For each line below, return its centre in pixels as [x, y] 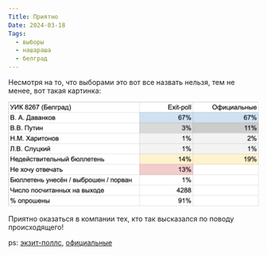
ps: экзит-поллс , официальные [60, 242]
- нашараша [33, 50]
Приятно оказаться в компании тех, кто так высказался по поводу [121, 218]
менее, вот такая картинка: [55, 91]
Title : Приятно [33, 17]
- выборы [30, 42]
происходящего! [36, 227]
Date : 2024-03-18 [37, 25]
